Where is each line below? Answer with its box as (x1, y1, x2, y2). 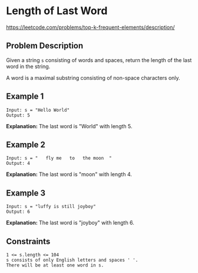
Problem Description (6, 41, 84, 51)
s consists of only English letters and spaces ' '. (6, 257, 138, 263)
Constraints (6, 236, 51, 246)
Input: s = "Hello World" (6, 107, 70, 113)
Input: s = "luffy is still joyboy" (6, 204, 96, 210)
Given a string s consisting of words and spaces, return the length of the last (6, 56, 192, 63)
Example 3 (6, 188, 46, 198)
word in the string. (6, 63, 51, 70)
